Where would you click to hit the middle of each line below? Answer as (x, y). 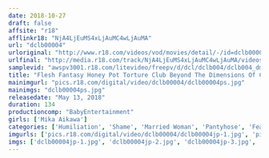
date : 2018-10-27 (37, 16)
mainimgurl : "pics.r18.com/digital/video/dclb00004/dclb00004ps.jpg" (127, 82)
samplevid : (26, 68)
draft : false (30, 23)
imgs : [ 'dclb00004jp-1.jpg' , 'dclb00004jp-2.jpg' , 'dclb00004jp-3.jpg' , (132, 142)
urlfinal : (25, 61)
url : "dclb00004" (37, 45)
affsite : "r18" (34, 30)
